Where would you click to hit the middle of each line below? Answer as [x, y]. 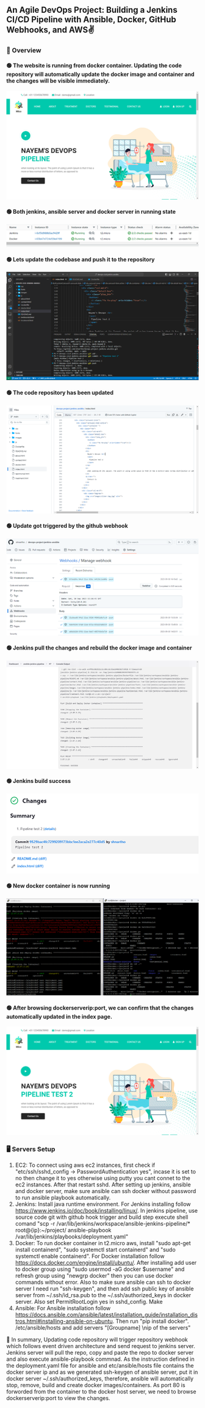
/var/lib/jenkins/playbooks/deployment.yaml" [72, 1237]
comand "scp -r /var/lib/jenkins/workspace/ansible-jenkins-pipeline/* [103, 1223]
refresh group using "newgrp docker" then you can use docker [94, 1275]
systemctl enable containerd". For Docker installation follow [90, 1256]
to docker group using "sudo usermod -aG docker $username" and [100, 1269]
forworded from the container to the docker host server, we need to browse [101, 1391]
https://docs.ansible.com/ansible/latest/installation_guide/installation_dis [106, 1314]
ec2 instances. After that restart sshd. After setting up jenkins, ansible [103, 1185]
